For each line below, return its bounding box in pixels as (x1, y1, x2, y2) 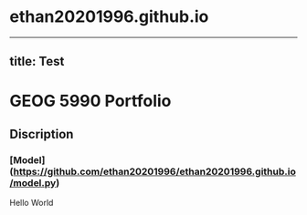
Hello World (9, 198, 54, 209)
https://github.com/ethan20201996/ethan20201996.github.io (13, 165, 297, 178)
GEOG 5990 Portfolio (9, 90, 172, 111)
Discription (9, 126, 74, 142)
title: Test (9, 54, 65, 69)
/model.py (9, 176, 57, 189)
